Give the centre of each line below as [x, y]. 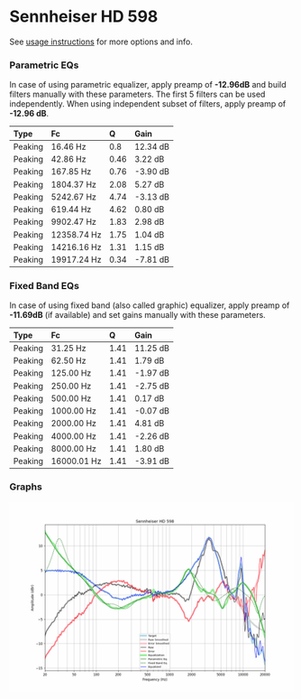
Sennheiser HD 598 [84, 17]
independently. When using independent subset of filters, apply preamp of [148, 104]
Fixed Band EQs [44, 285]
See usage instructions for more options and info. [101, 42]
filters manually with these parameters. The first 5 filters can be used [137, 94]
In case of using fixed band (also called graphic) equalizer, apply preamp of [150, 305]
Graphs [26, 487]
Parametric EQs [44, 65]
